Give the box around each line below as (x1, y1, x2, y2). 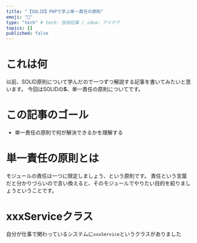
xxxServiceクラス (6, 210, 94, 224)
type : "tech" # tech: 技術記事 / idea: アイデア (6, 19, 121, 25)
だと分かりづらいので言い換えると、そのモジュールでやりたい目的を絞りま (6, 179, 186, 187)
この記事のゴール (6, 108, 89, 122)
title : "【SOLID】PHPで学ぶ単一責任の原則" (6, 8, 104, 15)
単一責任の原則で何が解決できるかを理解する (14, 129, 123, 136)
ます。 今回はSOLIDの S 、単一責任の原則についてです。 (11, 86, 144, 93)
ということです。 (16, 187, 58, 194)
